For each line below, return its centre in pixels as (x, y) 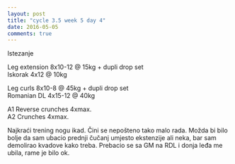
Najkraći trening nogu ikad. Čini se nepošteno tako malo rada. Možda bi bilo (117, 130)
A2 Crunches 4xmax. (38, 117)
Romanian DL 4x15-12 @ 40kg (51, 96)
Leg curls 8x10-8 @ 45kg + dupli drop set (68, 88)
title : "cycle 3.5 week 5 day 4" (57, 20)
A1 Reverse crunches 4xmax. (50, 109)
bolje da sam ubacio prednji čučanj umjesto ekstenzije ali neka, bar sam (112, 138)
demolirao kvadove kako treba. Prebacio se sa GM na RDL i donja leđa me (115, 146)
